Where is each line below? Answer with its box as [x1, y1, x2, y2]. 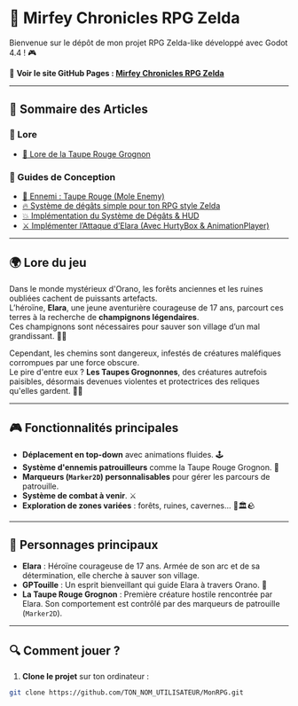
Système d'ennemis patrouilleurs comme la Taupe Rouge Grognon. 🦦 [21, 461, 279, 473]
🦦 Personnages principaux [9, 537, 159, 553]
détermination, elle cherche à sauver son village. [21, 570, 200, 581]
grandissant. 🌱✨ [9, 330, 67, 341]
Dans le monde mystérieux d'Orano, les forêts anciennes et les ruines [9, 283, 263, 294]
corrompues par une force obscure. [9, 357, 140, 367]
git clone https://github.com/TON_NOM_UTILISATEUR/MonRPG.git [9, 688, 244, 697]
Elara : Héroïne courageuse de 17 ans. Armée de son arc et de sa [21, 561, 260, 571]
